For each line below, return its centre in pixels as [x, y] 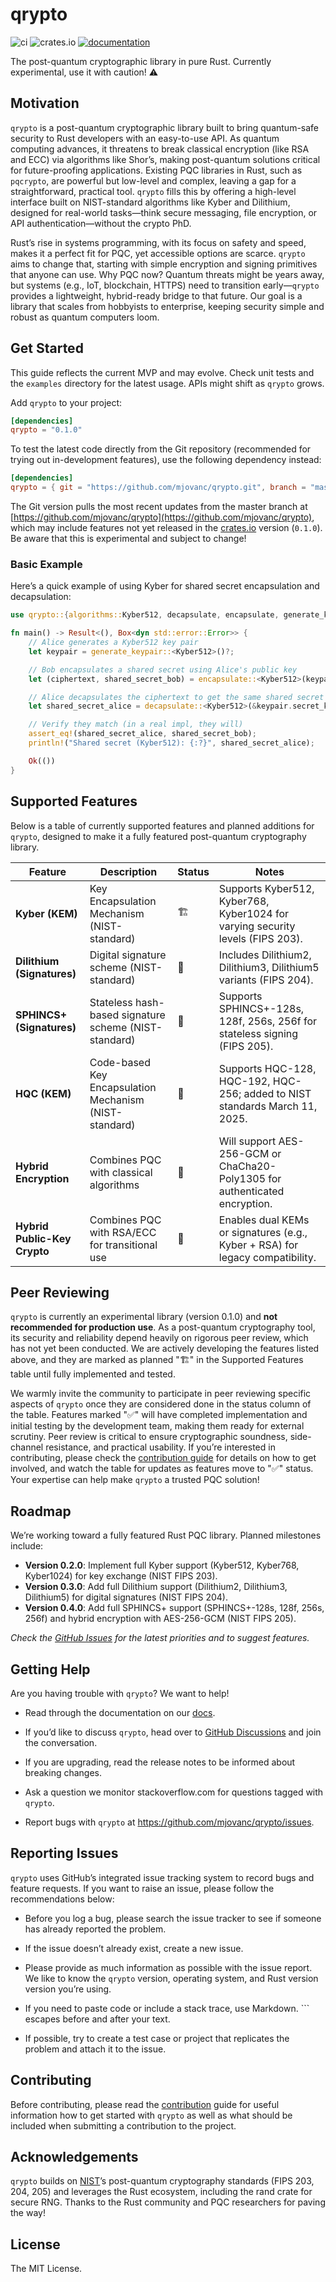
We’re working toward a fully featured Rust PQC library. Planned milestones [166, 1535]
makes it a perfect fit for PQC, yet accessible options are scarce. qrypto [158, 253]
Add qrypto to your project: [66, 402]
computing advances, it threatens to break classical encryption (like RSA [160, 149]
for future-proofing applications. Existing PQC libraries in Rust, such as [156, 170]
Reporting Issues [64, 1853]
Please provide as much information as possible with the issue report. [168, 1967]
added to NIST [277, 1093]
